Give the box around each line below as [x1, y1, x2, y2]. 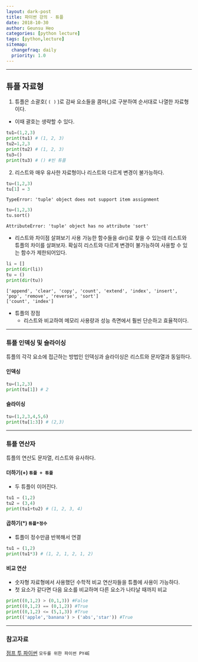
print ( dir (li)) [6, 266, 44, 272]
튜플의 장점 [14, 309, 41, 317]
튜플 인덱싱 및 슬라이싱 [6, 338, 67, 347]
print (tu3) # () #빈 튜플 [6, 157, 66, 163]
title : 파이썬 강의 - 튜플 [6, 14, 64, 20]
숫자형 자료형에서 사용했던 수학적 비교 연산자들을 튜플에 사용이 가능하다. [14, 579, 180, 586]
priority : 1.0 [11, 53, 46, 58]
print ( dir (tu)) [6, 277, 44, 283]
